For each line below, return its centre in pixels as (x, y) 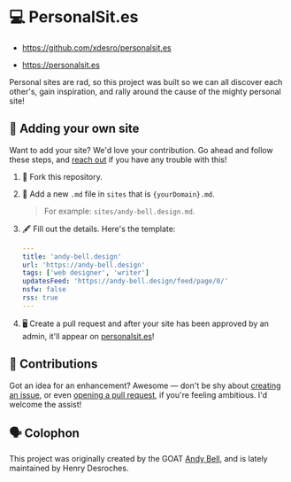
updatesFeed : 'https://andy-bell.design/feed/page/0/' (125, 281)
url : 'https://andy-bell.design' (84, 265)
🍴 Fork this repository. (62, 176)
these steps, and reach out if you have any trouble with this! (118, 159)
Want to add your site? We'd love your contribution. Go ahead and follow (141, 150)
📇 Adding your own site (74, 129)
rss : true (40, 298)
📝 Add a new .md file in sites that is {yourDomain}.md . (118, 194)
